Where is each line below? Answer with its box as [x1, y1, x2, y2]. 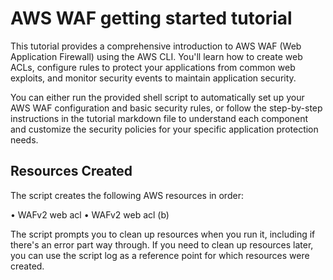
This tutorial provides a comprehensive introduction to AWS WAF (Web [10, 40, 302, 52]
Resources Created [10, 163, 133, 180]
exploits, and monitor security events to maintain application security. [10, 72, 297, 84]
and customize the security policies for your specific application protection [10, 123, 319, 135]
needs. [10, 133, 39, 146]
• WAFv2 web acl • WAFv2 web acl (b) [10, 208, 170, 221]
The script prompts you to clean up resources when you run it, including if [10, 228, 316, 240]
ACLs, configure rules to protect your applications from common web [10, 61, 296, 73]
